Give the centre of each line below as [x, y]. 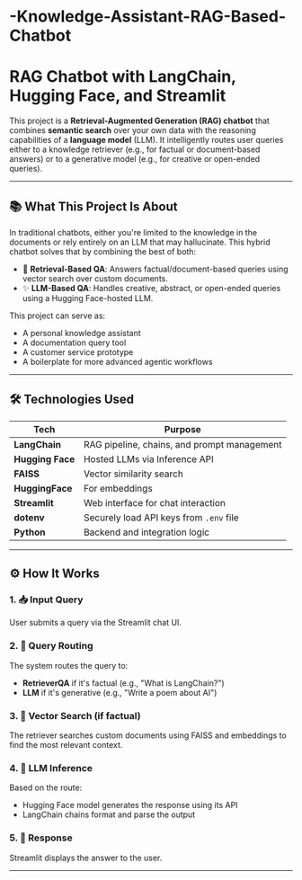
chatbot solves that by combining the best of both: [102, 251]
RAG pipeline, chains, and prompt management [183, 444]
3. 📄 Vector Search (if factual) [75, 716]
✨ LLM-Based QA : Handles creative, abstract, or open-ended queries [151, 288]
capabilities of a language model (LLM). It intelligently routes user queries [147, 140]
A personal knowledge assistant [81, 333]
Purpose [183, 429]
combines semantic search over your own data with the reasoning [133, 130]
